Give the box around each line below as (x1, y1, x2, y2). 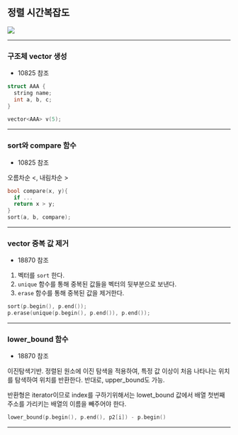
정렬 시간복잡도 (7, 6, 70, 19)
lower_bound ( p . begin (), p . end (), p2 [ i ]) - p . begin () (7, 414, 166, 421)
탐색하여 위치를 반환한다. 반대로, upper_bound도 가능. (14, 375, 165, 385)
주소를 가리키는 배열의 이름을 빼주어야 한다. (7, 400, 127, 408)
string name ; (13, 89, 52, 97)
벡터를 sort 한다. (17, 271, 65, 280)
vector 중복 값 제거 (7, 238, 69, 248)
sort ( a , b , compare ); (7, 214, 72, 221)
